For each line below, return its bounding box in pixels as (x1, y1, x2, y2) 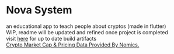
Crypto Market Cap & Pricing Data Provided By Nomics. (6, 41, 140, 48)
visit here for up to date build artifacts (6, 35, 97, 42)
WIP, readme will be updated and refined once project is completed (6, 28, 168, 35)
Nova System (6, 3, 72, 17)
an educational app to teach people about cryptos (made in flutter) (6, 23, 166, 30)
